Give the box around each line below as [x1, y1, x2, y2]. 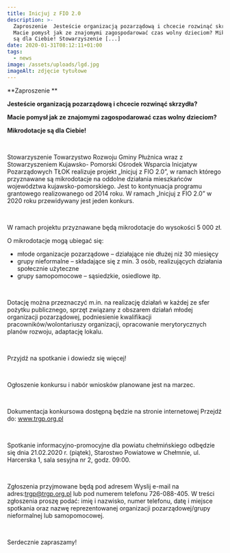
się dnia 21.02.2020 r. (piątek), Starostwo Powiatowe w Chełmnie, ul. [7, 448, 201, 456]
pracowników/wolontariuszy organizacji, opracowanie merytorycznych [7, 320, 207, 328]
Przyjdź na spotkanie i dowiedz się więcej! [7, 354, 127, 362]
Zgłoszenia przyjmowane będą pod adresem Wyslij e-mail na [7, 482, 179, 491]
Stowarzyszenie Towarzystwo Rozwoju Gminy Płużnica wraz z [7, 152, 183, 161]
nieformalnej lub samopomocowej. [7, 511, 105, 519]
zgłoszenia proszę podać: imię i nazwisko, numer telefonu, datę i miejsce [7, 497, 214, 505]
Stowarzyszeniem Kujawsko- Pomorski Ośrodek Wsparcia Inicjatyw [7, 160, 198, 168]
